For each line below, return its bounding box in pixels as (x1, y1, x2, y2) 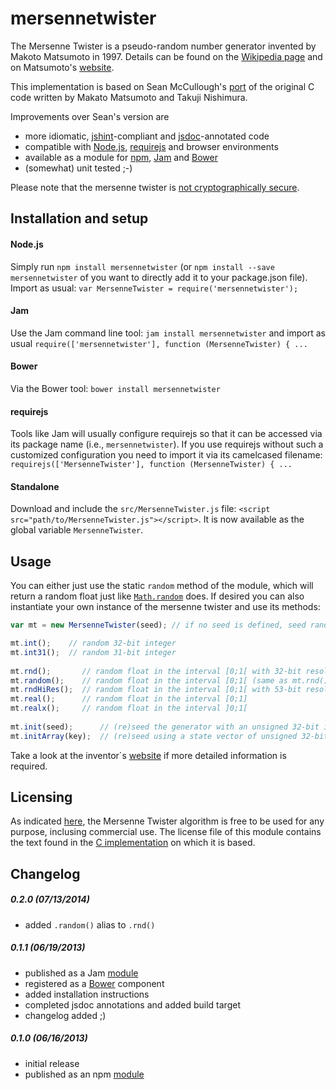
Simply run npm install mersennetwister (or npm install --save (10, 260, 275, 272)
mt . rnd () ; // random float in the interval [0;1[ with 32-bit (10, 666, 302, 676)
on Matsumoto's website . (10, 61, 115, 73)
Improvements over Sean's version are (10, 110, 170, 122)
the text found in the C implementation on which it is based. (10, 837, 256, 849)
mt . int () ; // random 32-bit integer (10, 638, 177, 649)
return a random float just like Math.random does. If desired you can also (10, 590, 305, 602)
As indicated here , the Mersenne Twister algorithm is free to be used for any (10, 815, 325, 827)
